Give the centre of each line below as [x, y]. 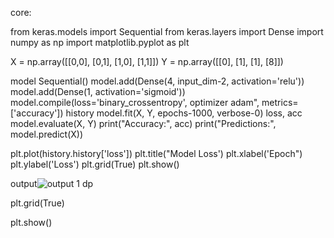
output [24, 183]
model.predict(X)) [46, 134]
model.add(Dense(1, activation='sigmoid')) [98, 91]
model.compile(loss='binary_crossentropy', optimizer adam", [135, 102]
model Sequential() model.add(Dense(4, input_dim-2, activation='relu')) [157, 81]
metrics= [280, 102]
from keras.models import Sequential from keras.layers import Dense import [167, 31]
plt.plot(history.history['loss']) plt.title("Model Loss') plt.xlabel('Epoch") [156, 153]
